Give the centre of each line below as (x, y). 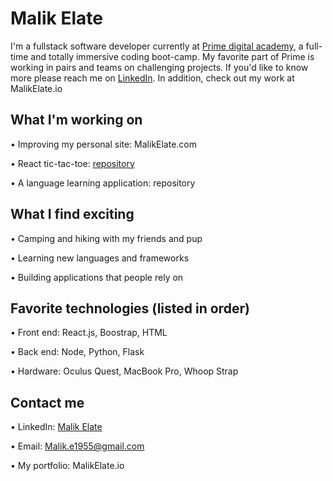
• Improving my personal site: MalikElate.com (104, 144)
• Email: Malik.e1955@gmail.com (77, 446)
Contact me (47, 402)
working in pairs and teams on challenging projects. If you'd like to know (159, 67)
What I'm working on (76, 120)
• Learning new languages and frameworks (100, 258)
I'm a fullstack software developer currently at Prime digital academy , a (157, 46)
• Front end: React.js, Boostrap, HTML (89, 333)
